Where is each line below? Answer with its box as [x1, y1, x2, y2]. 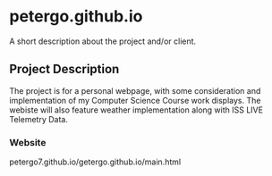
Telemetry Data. [9, 113, 69, 124]
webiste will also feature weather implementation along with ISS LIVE [9, 105, 264, 115]
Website [9, 136, 47, 148]
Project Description [9, 62, 120, 77]
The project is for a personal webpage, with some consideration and [9, 85, 261, 96]
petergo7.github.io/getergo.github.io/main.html [9, 156, 182, 167]
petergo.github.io [9, 6, 143, 27]
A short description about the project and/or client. [9, 36, 197, 46]
